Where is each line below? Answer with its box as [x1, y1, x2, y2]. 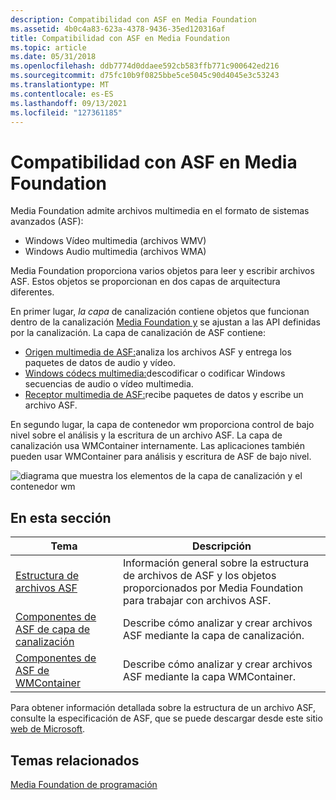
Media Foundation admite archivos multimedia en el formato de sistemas [10, 205, 310, 217]
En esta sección [10, 509, 112, 526]
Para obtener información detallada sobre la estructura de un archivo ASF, [10, 702, 317, 714]
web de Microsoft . [10, 723, 86, 735]
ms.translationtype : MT [10, 80, 110, 90]
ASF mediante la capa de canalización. [123, 629, 305, 643]
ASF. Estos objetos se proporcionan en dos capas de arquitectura [10, 276, 281, 288]
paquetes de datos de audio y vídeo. [24, 357, 176, 369]
